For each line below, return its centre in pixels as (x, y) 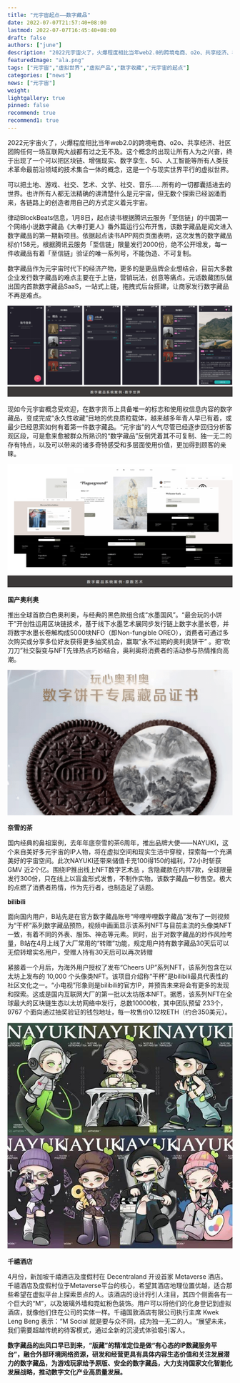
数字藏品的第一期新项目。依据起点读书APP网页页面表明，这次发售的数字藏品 (120, 235)
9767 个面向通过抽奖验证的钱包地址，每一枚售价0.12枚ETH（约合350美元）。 (119, 1012)
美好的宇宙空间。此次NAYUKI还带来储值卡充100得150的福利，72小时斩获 (114, 861)
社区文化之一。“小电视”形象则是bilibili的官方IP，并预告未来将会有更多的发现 (119, 985)
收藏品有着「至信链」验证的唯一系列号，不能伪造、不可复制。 (104, 253)
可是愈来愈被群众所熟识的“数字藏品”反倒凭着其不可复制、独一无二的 (132, 436)
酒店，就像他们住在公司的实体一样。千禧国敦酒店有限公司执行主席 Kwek (113, 1312)
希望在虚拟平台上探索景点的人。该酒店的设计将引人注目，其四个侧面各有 (120, 1294)
